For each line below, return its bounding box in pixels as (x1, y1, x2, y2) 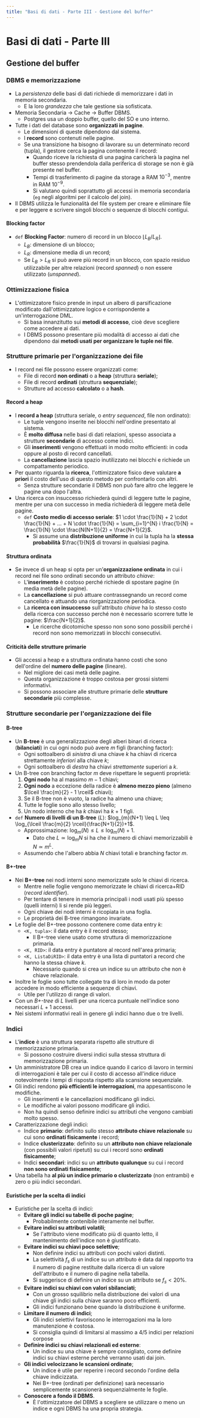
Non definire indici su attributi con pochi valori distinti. (32, 1249, 166, 1257)
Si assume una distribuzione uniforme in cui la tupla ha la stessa (32, 533, 194, 539)
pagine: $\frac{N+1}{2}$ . (23, 617, 85, 624)
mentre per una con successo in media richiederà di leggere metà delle (14, 501, 190, 508)
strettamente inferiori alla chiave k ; (23, 757, 109, 764)
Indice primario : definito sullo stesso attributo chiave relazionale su (23, 1127, 192, 1135)
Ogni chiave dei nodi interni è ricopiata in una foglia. (23, 908, 152, 915)
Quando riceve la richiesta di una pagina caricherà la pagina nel (32, 153, 190, 160)
